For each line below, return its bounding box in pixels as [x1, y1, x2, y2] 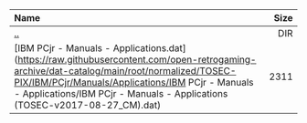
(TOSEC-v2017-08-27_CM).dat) [14, 99, 162, 111]
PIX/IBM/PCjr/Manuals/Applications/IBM [14, 77, 186, 88]
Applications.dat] [112, 42, 186, 54]
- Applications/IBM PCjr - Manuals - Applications [14, 87, 228, 99]
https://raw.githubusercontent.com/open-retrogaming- [17, 54, 257, 66]
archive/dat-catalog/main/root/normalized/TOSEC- [14, 65, 237, 77]
